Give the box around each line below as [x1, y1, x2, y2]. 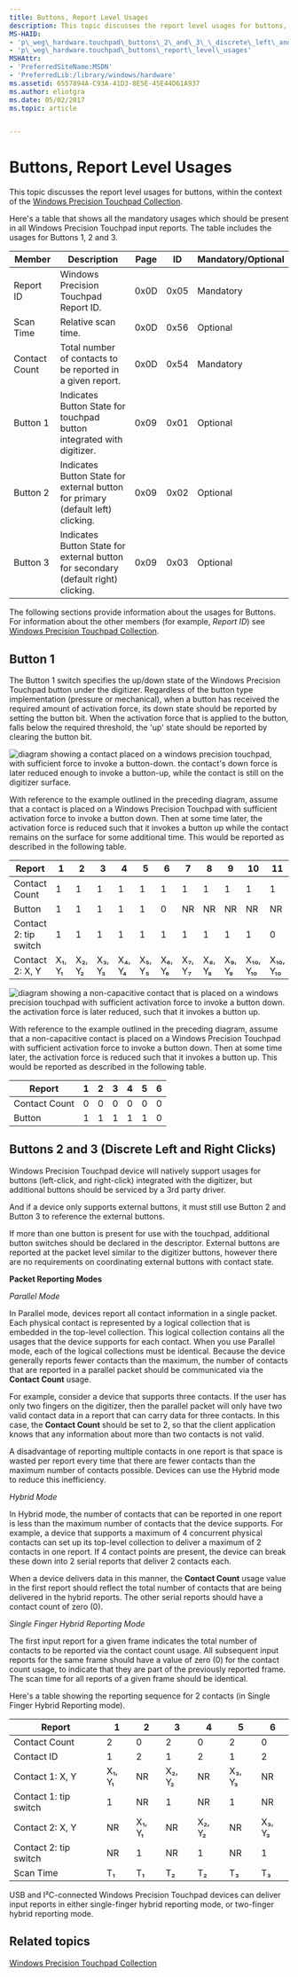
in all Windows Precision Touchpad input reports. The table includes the [9, 223, 272, 233]
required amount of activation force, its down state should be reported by [9, 703, 278, 714]
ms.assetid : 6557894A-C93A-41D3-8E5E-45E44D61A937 [9, 79, 200, 88]
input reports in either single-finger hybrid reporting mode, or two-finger [9, 1899, 275, 1910]
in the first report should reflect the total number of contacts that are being [9, 1582, 282, 1593]
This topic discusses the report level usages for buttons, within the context [9, 187, 282, 198]
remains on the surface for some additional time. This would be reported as [9, 832, 285, 843]
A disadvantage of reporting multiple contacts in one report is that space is [9, 1446, 283, 1456]
